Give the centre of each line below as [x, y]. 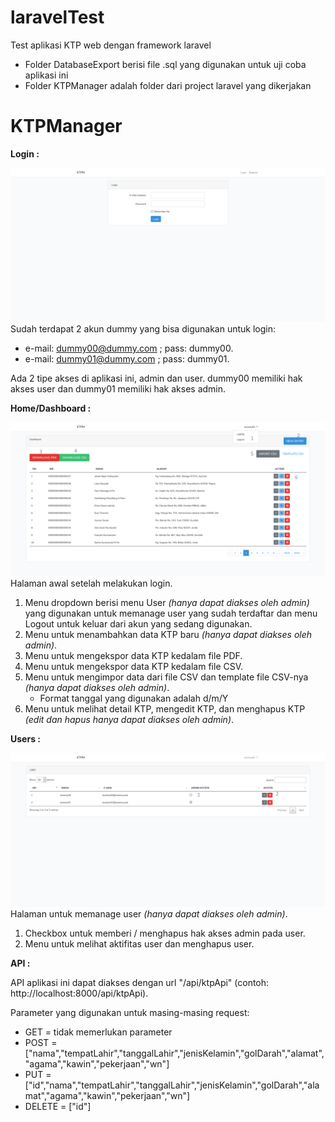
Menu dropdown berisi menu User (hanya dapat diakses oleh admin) [167, 603]
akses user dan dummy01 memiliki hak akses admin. [118, 388]
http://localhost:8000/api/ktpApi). [79, 993]
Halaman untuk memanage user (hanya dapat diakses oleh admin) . [149, 914]
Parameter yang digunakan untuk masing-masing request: [130, 1013]
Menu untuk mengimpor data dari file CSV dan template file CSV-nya [166, 677]
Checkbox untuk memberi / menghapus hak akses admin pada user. [165, 933]
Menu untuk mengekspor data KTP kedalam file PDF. [133, 656]
